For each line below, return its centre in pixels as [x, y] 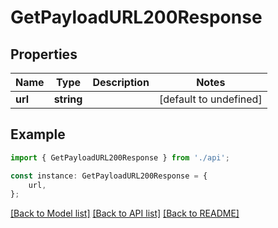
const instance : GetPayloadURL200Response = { [109, 176]
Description [121, 82]
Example [38, 134]
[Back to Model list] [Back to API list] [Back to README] [125, 213]
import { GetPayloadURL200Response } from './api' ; [120, 157]
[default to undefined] [210, 99]
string [68, 99]
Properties [44, 54]
